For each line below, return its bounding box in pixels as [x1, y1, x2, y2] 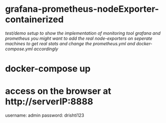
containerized [5, 14, 64, 25]
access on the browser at [5, 86, 111, 97]
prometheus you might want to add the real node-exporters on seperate [5, 35, 153, 41]
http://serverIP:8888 [5, 96, 93, 107]
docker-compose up [5, 63, 91, 74]
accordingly [34, 46, 58, 52]
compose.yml [5, 46, 33, 52]
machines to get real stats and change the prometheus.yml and [5, 40, 135, 46]
